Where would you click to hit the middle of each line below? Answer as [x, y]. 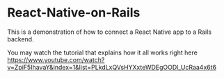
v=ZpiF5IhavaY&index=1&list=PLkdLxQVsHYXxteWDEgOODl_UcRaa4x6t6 [112, 67]
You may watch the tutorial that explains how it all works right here [103, 52]
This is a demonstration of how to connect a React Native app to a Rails [110, 32]
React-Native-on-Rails [74, 13]
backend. [21, 39]
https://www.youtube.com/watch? [56, 59]
